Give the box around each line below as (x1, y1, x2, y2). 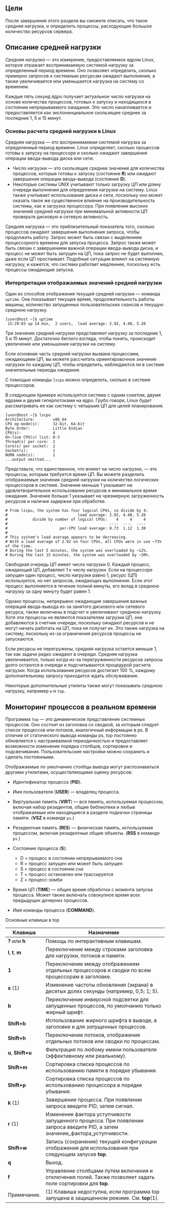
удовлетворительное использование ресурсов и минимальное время (5, 487, 157, 494)
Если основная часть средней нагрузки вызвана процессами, (5, 351, 140, 357)
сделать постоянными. (5, 754, 55, 760)
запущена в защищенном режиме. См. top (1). (45, 1195, 159, 1202)
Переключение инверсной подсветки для (45, 996, 149, 1003)
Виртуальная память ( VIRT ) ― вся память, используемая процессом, (12, 799, 164, 805)
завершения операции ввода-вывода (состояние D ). (12, 176, 126, 182)
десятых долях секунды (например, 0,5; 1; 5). (45, 988, 159, 995)
